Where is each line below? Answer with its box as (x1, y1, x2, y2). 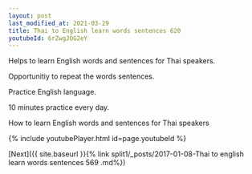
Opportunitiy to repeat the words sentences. (8, 71, 155, 81)
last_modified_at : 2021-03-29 (8, 19, 110, 27)
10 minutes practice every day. (8, 103, 110, 112)
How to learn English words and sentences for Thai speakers (8, 118, 210, 128)
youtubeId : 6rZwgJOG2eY (8, 34, 88, 42)
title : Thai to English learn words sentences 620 (8, 26, 181, 34)
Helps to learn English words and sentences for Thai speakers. (8, 56, 216, 66)
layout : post (8, 11, 52, 20)
